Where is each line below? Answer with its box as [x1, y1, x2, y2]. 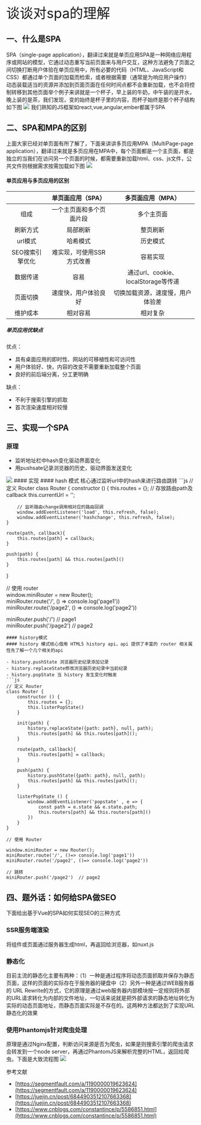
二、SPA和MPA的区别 [6, 123, 87, 133]
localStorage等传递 [125, 277, 179, 285]
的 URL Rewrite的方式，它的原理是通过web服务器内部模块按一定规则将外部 [6, 987, 190, 994]
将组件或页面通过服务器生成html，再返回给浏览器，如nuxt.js [6, 940, 154, 948]
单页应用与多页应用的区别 [6, 177, 69, 185]
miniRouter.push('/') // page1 [6, 616, 77, 623]
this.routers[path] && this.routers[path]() [38, 809, 151, 816]
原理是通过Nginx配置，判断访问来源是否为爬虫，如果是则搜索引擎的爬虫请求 [6, 1040, 194, 1048]
